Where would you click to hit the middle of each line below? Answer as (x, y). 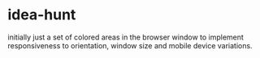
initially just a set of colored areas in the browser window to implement (126, 37)
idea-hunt (42, 15)
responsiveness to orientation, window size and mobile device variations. (130, 45)
